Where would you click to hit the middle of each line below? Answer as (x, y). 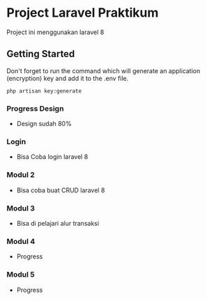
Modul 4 (21, 241)
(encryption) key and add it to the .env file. (68, 78)
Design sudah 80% (44, 124)
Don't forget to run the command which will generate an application (103, 70)
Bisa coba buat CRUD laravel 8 (61, 190)
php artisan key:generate (44, 91)
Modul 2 (21, 175)
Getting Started (41, 54)
